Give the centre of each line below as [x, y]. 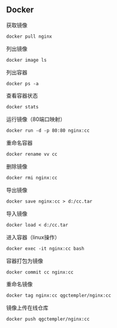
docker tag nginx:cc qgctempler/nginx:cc [59, 296]
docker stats [22, 107]
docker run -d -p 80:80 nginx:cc [48, 131]
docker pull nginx [29, 36]
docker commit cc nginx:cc [40, 272]
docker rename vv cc [32, 154]
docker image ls [26, 60]
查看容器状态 [22, 96]
